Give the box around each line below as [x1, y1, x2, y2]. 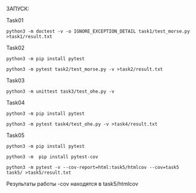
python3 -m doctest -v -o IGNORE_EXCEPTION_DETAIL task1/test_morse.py [6, 28, 190, 34]
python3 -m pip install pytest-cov [6, 154, 98, 160]
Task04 [6, 99, 25, 106]
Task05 [6, 132, 25, 139]
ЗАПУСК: [6, 5, 30, 12]
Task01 [6, 17, 24, 23]
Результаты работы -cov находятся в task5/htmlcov [6, 180, 139, 187]
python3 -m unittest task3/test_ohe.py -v [6, 88, 115, 94]
